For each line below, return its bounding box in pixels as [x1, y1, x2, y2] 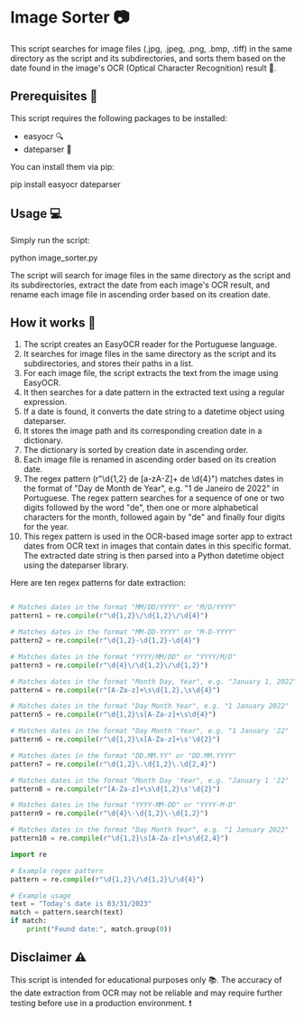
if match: [10, 917, 48, 926]
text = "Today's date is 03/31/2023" [10, 899, 152, 909]
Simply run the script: [10, 234, 90, 245]
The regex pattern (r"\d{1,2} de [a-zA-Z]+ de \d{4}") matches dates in [23, 474, 284, 485]
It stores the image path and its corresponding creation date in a [23, 426, 263, 437]
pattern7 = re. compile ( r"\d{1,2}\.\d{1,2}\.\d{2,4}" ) [10, 759, 217, 768]
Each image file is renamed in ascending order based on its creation [23, 454, 277, 466]
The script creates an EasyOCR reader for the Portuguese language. [23, 339, 278, 350]
